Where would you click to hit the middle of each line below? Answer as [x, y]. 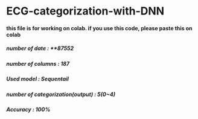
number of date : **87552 [40, 48]
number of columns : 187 [38, 63]
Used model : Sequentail [38, 79]
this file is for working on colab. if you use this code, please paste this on [99, 28]
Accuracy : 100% [28, 109]
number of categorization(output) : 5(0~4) [61, 94]
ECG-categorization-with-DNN [85, 11]
